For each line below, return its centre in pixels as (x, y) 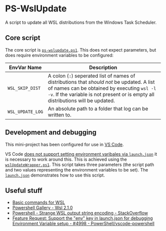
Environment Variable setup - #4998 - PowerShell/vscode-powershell (83, 224)
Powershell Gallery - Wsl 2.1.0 (42, 208)
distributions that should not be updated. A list (101, 82)
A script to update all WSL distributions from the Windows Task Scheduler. (81, 22)
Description (103, 67)
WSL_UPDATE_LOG (25, 112)
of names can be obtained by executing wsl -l (102, 88)
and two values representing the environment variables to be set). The (77, 170)
